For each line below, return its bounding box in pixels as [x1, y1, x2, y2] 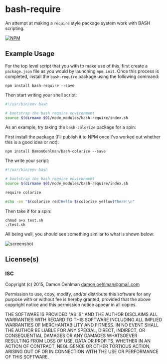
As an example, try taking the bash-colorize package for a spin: [5, 124, 136, 130]
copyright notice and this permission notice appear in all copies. [5, 301, 137, 308]
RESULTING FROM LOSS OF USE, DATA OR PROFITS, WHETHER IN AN [5, 338, 151, 344]
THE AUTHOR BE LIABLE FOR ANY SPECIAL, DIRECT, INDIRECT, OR [5, 327, 146, 333]
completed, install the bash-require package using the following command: [5, 73, 160, 79]
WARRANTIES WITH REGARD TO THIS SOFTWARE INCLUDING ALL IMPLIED [5, 316, 163, 323]
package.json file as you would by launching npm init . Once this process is [5, 68, 160, 74]
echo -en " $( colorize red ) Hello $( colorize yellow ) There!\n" [5, 199, 135, 204]
